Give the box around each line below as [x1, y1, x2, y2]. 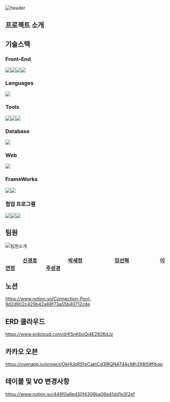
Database [5, 128, 30, 135]
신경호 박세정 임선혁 [22, 257, 129, 264]
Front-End [5, 55, 31, 62]
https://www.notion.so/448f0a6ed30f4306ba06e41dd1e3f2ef [5, 391, 135, 397]
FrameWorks [5, 176, 38, 183]
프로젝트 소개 [5, 21, 44, 30]
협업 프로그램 [5, 201, 36, 208]
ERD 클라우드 [5, 317, 45, 326]
